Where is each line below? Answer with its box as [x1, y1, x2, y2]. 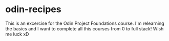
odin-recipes [5, 4, 61, 15]
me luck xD [5, 31, 29, 37]
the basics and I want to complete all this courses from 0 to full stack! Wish [5, 25, 164, 31]
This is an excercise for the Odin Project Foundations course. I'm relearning [5, 20, 165, 26]
